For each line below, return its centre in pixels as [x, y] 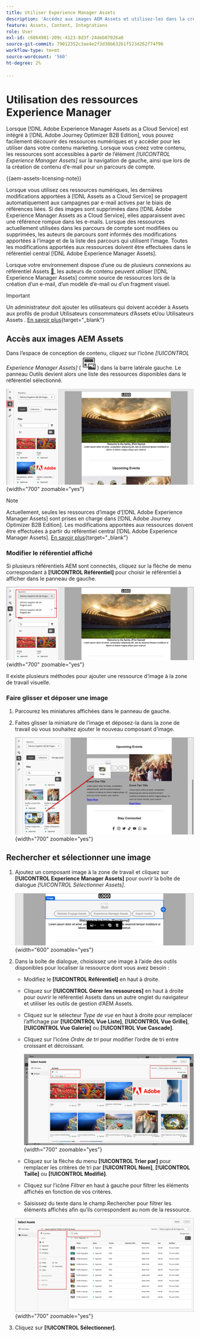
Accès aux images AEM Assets [65, 338]
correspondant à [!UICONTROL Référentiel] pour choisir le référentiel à [94, 572]
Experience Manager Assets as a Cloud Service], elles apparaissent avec [96, 216]
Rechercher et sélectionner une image [79, 858]
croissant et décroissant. [54, 1046]
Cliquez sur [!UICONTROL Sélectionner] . [65, 1328]
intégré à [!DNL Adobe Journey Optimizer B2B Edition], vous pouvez [90, 135]
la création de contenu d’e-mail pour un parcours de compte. [81, 167]
